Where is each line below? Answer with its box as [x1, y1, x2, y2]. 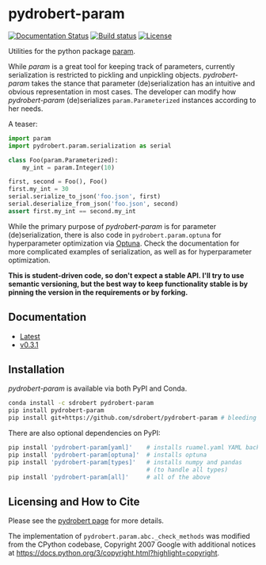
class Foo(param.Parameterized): [8, 156, 119, 164]
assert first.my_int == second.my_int [8, 207, 136, 215]
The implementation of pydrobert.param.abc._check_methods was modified [8, 532, 251, 541]
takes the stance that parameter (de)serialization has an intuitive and [31, 78, 256, 88]
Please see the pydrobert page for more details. [8, 516, 165, 525]
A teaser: [8, 119, 38, 128]
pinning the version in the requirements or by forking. [8, 287, 188, 297]
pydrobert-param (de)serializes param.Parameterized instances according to [8, 95, 256, 105]
